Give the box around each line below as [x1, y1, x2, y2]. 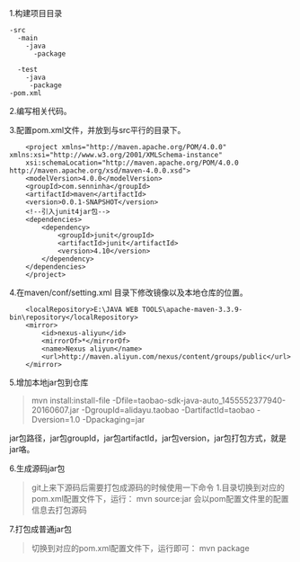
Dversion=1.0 [31, 415, 81, 424]
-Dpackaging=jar [82, 415, 146, 424]
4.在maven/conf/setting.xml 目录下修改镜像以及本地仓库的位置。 [9, 287, 249, 298]
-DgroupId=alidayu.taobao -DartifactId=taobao [81, 405, 255, 415]
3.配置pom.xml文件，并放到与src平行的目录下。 [9, 125, 186, 135]
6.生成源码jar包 [9, 463, 66, 474]
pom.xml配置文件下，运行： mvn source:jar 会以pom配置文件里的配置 [31, 494, 289, 504]
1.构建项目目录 [9, 8, 63, 18]
